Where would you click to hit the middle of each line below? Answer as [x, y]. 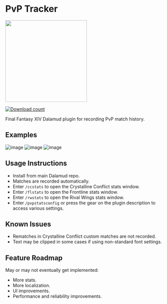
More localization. [31, 286]
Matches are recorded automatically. [51, 181]
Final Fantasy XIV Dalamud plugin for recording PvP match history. [75, 119]
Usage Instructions [36, 163]
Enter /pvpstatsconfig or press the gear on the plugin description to [84, 202]
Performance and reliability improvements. [57, 296]
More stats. [24, 280]
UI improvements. [31, 291]
